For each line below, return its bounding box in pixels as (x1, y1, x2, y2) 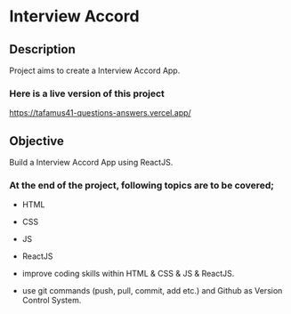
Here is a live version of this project (9, 87, 165, 100)
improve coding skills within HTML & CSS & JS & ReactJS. (21, 269, 235, 279)
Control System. (21, 295, 82, 306)
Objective (9, 133, 65, 149)
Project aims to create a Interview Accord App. (9, 65, 181, 76)
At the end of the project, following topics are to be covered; (9, 180, 274, 192)
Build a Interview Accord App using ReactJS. (9, 157, 174, 168)
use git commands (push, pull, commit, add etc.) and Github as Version (21, 286, 283, 296)
